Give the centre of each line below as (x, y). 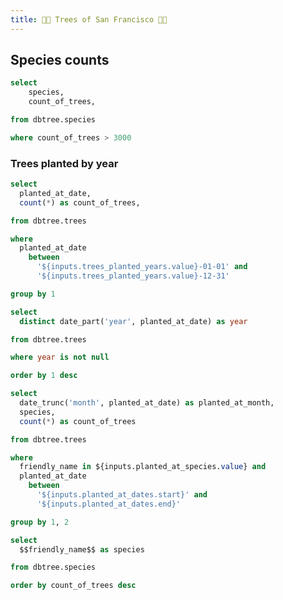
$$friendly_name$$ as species (82, 549)
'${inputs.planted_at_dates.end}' (109, 504)
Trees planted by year (64, 163)
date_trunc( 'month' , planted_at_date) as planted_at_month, (147, 403)
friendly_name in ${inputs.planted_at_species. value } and (143, 467)
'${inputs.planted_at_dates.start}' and (122, 495)
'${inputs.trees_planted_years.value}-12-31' (133, 276)
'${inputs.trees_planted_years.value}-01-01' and (142, 267)
